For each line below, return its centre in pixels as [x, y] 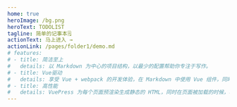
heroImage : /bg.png [36, 20]
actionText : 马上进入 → [40, 40]
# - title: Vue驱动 [35, 73]
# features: [25, 53]
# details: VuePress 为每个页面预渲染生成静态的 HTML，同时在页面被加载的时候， [118, 92]
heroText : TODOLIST [36, 27]
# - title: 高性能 [33, 86]
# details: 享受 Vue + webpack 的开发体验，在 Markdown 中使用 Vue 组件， [115, 79]
